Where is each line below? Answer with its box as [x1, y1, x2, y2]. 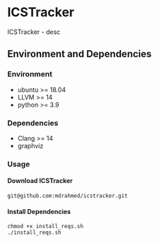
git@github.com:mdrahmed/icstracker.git [7, 192, 129, 200]
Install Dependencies [7, 207, 71, 215]
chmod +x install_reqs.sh [7, 223, 83, 230]
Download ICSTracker [7, 177, 73, 185]
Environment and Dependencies [7, 48, 152, 60]
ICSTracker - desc [7, 28, 61, 36]
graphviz [17, 141, 44, 150]
